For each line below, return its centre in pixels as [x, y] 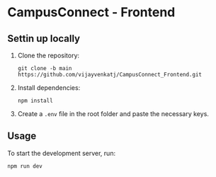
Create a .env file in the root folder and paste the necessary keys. [113, 114]
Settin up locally [44, 39]
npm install [35, 101]
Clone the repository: [49, 55]
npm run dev [25, 166]
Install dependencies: [49, 88]
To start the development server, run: [61, 153]
